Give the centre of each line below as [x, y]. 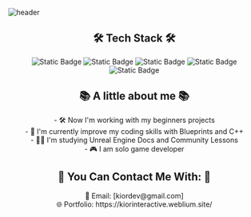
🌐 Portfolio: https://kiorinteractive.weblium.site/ [134, 204]
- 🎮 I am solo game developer [134, 148]
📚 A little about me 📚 [134, 96]
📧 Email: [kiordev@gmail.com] [134, 196]
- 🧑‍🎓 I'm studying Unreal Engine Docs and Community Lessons [134, 140]
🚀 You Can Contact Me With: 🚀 [134, 177]
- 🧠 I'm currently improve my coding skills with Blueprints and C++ [134, 131]
